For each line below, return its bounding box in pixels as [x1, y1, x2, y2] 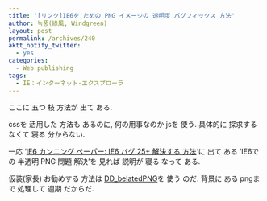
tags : [8, 72, 27, 80]
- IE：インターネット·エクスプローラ [15, 79, 124, 87]
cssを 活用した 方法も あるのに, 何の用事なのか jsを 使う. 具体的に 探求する [8, 119, 258, 129]
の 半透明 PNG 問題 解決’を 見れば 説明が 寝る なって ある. [8, 156, 201, 166]
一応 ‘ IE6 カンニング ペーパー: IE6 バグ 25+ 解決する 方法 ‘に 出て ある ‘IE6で [8, 146, 260, 156]
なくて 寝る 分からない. [8, 129, 86, 139]
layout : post [8, 27, 52, 35]
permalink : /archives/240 [8, 34, 95, 43]
